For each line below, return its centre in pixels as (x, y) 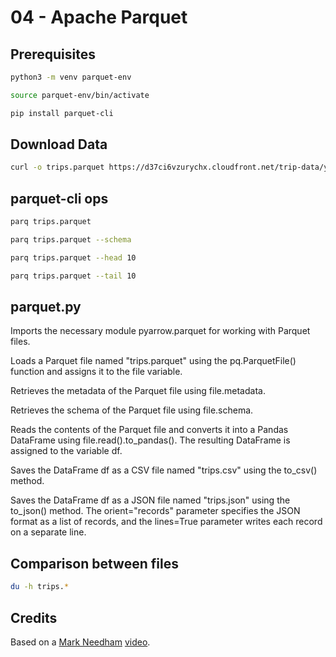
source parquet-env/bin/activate (80, 95)
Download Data (59, 144)
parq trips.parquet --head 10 (73, 257)
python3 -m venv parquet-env (71, 77)
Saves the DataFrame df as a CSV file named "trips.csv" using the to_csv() (164, 470)
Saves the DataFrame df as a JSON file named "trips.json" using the (150, 500)
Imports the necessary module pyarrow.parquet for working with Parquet (160, 331)
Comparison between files (94, 563)
